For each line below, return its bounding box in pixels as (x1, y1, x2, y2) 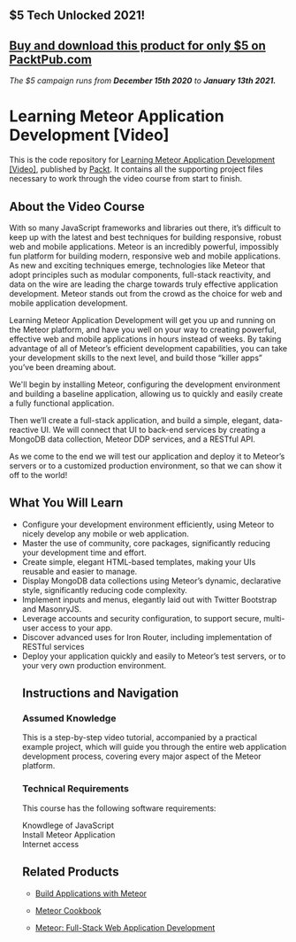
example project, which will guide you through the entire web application (21, 742, 287, 753)
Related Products (21, 864, 119, 880)
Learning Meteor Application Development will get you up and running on (9, 314, 276, 325)
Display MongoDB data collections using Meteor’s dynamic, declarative (21, 575, 281, 586)
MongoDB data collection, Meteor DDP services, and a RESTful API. (9, 434, 256, 444)
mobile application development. (9, 297, 128, 308)
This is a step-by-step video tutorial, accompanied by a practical (21, 732, 258, 743)
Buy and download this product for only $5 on (9, 38, 267, 53)
